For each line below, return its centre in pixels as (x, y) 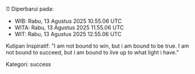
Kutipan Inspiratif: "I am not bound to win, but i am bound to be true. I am (97, 46)
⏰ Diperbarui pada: (30, 9)
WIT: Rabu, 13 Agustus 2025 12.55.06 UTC (68, 34)
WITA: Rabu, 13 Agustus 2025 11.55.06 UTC (69, 28)
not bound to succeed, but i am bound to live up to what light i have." (92, 52)
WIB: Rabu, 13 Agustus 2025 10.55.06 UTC (68, 21)
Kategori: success (28, 64)
